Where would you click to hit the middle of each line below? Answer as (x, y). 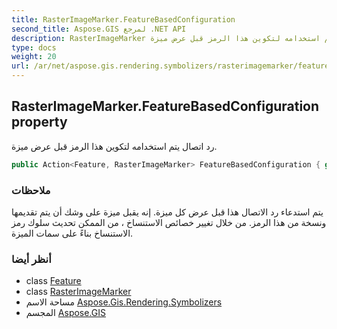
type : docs (34, 47)
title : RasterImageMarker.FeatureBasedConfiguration (123, 19)
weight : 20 (34, 57)
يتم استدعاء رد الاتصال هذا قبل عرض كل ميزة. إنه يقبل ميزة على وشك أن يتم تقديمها (167, 212)
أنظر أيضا (31, 259)
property (39, 122)
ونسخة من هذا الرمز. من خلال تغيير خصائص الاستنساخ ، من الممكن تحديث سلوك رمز (169, 222)
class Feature (53, 281)
